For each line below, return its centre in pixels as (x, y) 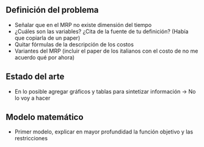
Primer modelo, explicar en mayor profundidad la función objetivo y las (104, 132)
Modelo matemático (45, 117)
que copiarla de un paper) (47, 38)
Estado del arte (35, 77)
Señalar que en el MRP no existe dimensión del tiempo (83, 24)
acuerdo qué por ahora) (44, 57)
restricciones (31, 138)
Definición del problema (52, 10)
